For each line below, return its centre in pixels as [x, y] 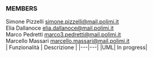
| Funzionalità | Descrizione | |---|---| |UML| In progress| [76, 47]
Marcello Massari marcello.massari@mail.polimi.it [68, 41]
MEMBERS [22, 8]
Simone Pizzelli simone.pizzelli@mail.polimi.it [62, 22]
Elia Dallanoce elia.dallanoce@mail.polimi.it [60, 28]
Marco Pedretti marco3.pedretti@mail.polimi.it [63, 35]
